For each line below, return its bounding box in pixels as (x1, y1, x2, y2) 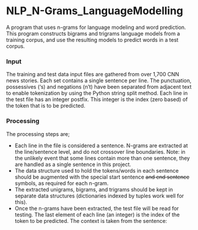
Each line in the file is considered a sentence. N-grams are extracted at (14, 142, 188, 149)
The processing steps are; (6, 130, 70, 137)
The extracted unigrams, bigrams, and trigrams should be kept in (14, 186, 173, 193)
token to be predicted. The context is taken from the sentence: (14, 217, 167, 224)
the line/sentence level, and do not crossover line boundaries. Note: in (14, 148, 186, 155)
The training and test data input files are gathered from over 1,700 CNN (6, 71, 179, 78)
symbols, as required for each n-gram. (14, 179, 109, 187)
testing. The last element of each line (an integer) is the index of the (14, 211, 180, 218)
